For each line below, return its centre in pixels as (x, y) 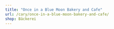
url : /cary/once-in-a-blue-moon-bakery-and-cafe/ (57, 14)
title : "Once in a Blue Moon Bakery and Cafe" (54, 10)
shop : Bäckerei (21, 19)
